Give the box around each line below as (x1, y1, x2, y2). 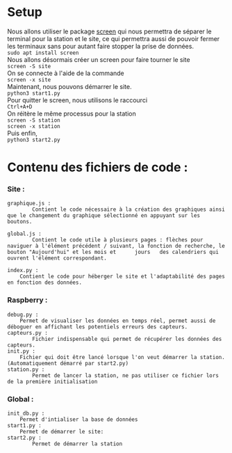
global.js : (7, 230, 42, 237)
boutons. (7, 218, 33, 225)
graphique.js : (7, 200, 51, 207)
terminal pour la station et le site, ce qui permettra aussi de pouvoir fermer (7, 34, 220, 42)
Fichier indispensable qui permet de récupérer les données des (32, 335, 222, 342)
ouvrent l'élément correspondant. (7, 255, 108, 262)
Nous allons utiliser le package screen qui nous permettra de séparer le (7, 27, 212, 35)
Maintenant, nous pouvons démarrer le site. (7, 82, 132, 90)
